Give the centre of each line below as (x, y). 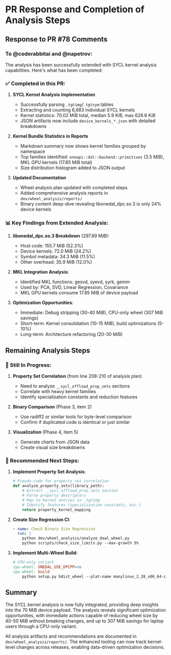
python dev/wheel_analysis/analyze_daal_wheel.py (76, 538)
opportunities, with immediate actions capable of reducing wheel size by (82, 616)
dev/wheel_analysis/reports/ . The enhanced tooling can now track (76, 642)
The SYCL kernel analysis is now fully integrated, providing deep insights (82, 605)
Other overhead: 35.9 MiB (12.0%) (56, 262)
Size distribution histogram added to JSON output (72, 168)
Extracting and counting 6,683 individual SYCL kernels (78, 110)
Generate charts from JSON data (55, 442)
